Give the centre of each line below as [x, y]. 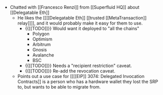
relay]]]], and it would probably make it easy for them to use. [80, 23]
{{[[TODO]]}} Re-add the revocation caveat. [70, 71]
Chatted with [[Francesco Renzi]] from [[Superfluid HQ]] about [74, 7]
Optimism [42, 39]
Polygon [41, 34]
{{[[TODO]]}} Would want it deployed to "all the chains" [82, 28]
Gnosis [40, 50]
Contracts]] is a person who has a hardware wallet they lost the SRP [88, 81]
